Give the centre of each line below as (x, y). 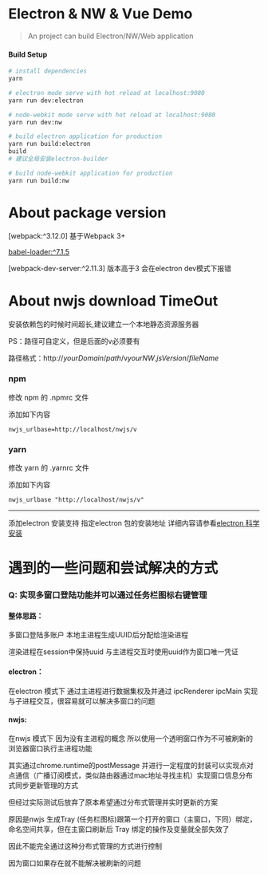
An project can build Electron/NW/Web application (110, 36)
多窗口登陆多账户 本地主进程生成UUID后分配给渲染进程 (99, 635)
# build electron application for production (85, 136)
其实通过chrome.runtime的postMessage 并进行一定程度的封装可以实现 (124, 765)
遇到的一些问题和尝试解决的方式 (113, 568)
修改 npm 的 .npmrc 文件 (49, 397)
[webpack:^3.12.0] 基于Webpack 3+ (67, 235)
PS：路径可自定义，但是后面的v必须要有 (74, 341)
